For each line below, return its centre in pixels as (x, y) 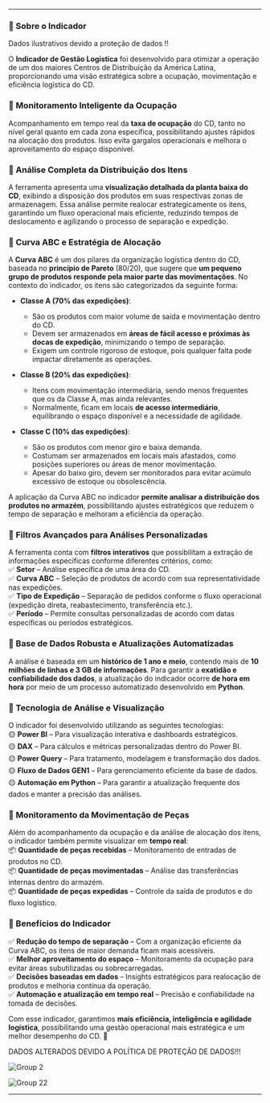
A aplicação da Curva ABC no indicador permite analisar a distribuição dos (134, 497)
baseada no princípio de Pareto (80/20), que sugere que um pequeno (125, 268)
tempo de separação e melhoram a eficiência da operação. (106, 514)
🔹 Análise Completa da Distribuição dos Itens (98, 170)
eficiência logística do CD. (51, 84)
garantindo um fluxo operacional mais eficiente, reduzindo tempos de (123, 212)
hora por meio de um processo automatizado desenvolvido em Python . (127, 687)
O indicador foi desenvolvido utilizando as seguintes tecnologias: (116, 726)
